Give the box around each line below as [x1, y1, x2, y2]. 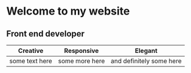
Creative [18, 47, 44, 55]
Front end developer [6, 29, 85, 39]
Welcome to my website [6, 4, 130, 18]
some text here [9, 57, 53, 65]
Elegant [134, 47, 158, 55]
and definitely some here [110, 57, 182, 65]
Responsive [64, 47, 99, 55]
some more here [58, 57, 105, 65]
